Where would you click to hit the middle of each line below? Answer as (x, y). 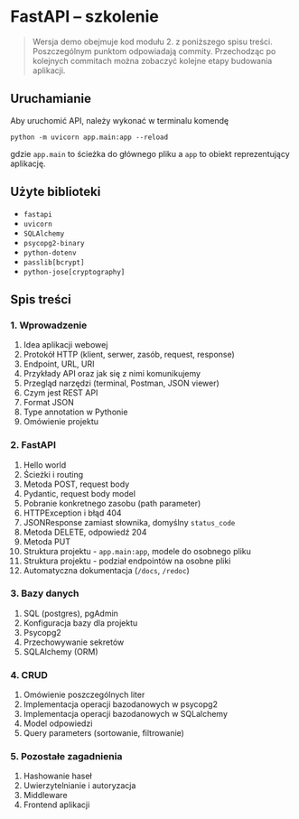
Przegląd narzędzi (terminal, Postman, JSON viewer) (121, 383)
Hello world (45, 465)
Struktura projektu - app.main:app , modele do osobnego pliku (137, 551)
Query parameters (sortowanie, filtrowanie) (103, 733)
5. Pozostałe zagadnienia (66, 757)
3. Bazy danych (45, 593)
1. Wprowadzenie (49, 325)
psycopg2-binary (54, 243)
